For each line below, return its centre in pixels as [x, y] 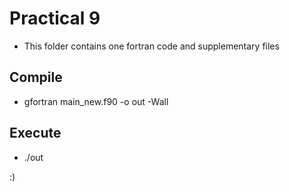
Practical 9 [55, 18]
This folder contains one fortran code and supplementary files [151, 46]
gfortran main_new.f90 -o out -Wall [96, 101]
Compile [36, 77]
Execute [35, 133]
